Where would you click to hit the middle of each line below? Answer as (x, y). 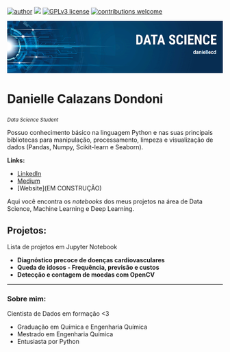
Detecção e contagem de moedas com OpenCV (86, 275)
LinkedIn (29, 174)
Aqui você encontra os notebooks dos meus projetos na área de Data (105, 201)
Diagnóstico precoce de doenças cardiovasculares (91, 260)
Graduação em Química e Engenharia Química (82, 327)
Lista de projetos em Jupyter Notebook (62, 247)
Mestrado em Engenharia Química (65, 334)
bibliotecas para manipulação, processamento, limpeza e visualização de (110, 140)
